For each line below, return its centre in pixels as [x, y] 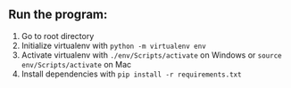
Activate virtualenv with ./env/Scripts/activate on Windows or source [151, 55]
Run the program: [58, 15]
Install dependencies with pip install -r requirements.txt [131, 74]
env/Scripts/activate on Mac [76, 64]
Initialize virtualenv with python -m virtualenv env [113, 45]
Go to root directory [58, 36]
